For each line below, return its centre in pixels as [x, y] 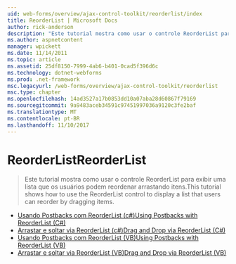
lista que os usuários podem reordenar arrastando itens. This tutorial [123, 187]
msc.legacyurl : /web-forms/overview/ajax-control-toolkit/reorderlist [113, 86]
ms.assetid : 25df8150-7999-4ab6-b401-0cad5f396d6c [83, 66]
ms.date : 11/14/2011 [38, 54]
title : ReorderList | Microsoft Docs [63, 20]
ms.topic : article [34, 60]
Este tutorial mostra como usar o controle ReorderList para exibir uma [125, 180]
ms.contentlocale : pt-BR [44, 118]
